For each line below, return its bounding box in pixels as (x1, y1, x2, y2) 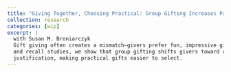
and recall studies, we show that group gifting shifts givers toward (13, 49, 220, 56)
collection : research (7, 16, 69, 23)
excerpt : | (7, 29, 38, 36)
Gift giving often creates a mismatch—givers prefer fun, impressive (13, 42, 217, 49)
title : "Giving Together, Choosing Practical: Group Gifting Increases (7, 10, 217, 17)
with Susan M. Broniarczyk (13, 36, 91, 43)
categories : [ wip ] (7, 23, 60, 29)
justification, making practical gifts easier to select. (13, 55, 184, 62)
